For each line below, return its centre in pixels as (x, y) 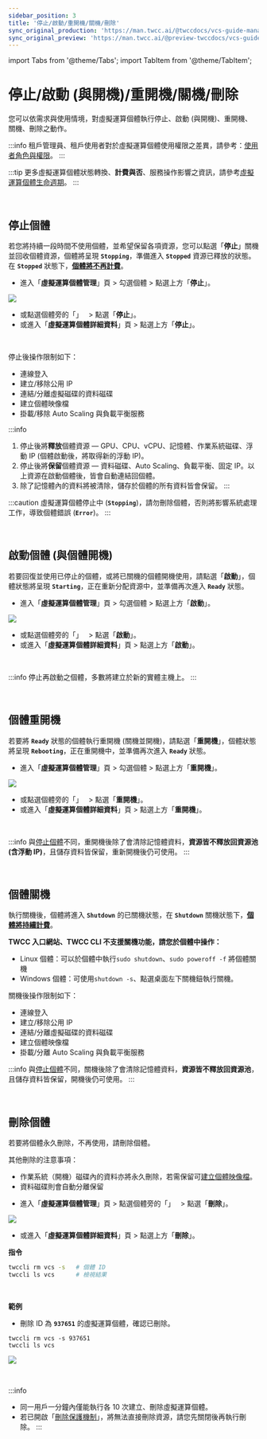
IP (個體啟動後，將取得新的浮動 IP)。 (89, 456)
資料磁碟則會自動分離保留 (62, 1187)
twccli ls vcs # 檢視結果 (58, 1275)
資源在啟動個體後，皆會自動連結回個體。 (93, 476)
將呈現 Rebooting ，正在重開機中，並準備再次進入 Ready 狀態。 (109, 751)
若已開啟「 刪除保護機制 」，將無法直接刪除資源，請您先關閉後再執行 (130, 1417)
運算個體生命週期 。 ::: (44, 182)
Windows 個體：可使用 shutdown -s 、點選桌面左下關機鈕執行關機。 (129, 979)
